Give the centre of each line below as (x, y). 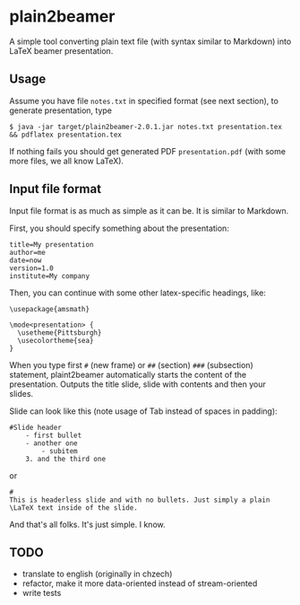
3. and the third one (65, 459)
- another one (51, 443)
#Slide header (36, 427)
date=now (26, 260)
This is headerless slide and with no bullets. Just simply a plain (140, 500)
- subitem (60, 451)
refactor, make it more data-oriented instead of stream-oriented (140, 583)
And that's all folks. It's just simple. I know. (87, 524)
